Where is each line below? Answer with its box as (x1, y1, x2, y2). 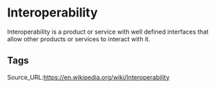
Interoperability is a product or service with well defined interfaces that (7, 27, 209, 36)
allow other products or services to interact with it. (7, 34, 150, 43)
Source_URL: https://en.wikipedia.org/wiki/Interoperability (7, 73, 170, 81)
